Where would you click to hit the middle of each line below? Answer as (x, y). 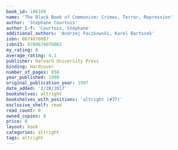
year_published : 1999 (33, 77)
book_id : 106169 (26, 12)
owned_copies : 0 (26, 116)
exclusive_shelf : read (34, 105)
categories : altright (33, 133)
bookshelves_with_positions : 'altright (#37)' (64, 99)
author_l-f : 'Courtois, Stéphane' (49, 28)
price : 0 (17, 122)
